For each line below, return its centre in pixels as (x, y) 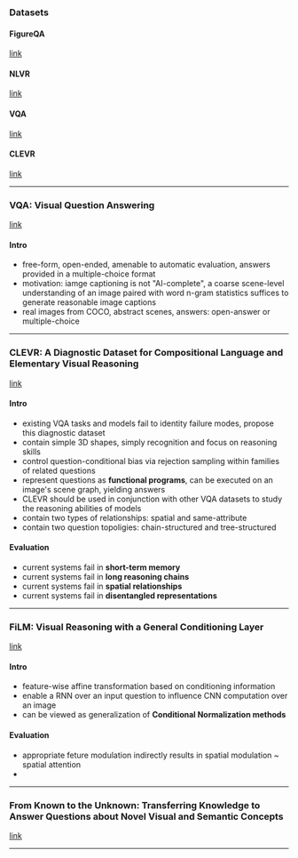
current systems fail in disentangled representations (119, 595)
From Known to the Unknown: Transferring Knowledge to (135, 805)
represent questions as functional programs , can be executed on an (147, 480)
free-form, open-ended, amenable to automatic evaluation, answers (146, 265)
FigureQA (27, 34)
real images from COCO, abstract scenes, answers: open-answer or (146, 312)
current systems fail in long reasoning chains (106, 576)
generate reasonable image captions (89, 302)
